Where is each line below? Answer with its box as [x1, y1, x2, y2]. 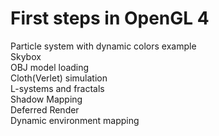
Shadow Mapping [10, 93, 83, 105]
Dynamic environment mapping [10, 114, 140, 126]
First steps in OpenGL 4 [10, 7, 210, 30]
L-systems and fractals [10, 82, 105, 94]
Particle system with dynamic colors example [10, 40, 197, 52]
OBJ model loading [10, 61, 90, 73]
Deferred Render [10, 103, 80, 116]
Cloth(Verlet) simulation [10, 72, 108, 84]
